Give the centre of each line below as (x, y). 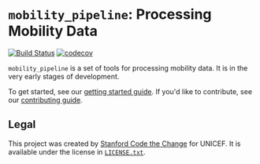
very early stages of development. (64, 76)
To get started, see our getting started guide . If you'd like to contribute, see (130, 91)
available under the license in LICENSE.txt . (77, 151)
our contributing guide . (45, 100)
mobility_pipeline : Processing (110, 15)
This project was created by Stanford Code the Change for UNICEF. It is (125, 144)
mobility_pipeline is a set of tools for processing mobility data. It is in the (128, 67)
